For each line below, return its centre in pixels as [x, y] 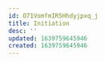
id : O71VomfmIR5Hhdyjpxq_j [53, 16]
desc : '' [23, 31]
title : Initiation [39, 23]
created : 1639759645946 [48, 46]
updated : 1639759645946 [48, 38]
